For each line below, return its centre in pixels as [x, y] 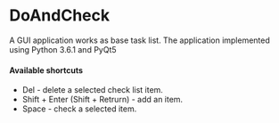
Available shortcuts [46, 70]
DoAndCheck [59, 16]
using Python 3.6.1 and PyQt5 [63, 49]
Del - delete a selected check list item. [92, 90]
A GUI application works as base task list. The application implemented [139, 40]
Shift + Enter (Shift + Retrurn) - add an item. [103, 100]
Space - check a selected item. [79, 109]
